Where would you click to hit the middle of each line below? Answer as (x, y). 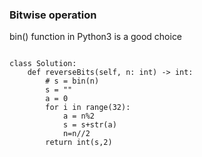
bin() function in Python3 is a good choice (96, 37)
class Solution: (43, 64)
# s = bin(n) (72, 81)
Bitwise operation (53, 15)
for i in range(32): (88, 108)
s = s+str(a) (89, 125)
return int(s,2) (79, 143)
